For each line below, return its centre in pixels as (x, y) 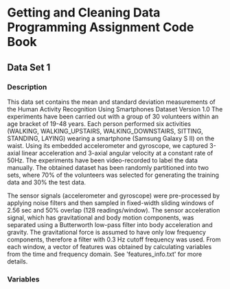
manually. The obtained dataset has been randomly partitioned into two (108, 167)
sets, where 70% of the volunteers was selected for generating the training (113, 175)
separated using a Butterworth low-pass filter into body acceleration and (110, 224)
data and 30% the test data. (47, 182)
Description (27, 87)
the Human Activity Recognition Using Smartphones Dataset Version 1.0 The (115, 109)
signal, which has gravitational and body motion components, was (101, 217)
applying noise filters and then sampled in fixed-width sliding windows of (111, 203)
